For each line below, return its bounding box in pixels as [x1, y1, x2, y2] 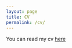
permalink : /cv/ [6, 19, 45, 25]
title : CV [6, 14, 30, 20]
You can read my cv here [6, 36, 66, 43]
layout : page [6, 8, 38, 15]
